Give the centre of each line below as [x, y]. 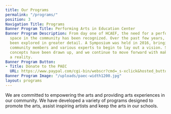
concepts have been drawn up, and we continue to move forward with [84, 52]
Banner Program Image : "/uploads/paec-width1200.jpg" [64, 76]
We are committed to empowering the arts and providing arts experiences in [85, 95]
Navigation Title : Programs [35, 24]
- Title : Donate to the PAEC [36, 66]
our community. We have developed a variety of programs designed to [79, 100]
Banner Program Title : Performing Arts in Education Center [70, 29]
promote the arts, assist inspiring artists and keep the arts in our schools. [82, 106]
